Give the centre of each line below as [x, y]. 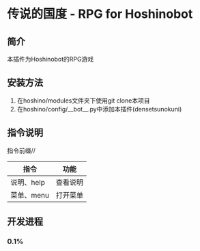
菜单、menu [30, 195]
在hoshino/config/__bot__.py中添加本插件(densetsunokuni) [99, 109]
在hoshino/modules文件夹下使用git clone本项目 [83, 101]
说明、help [28, 182]
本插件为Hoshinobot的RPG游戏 [51, 59]
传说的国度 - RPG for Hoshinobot [100, 14]
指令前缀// [22, 150]
